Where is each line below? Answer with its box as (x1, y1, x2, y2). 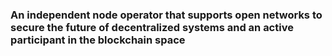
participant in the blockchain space (10, 33, 186, 47)
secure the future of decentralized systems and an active (10, 20, 294, 34)
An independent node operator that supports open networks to (10, 8, 323, 22)
